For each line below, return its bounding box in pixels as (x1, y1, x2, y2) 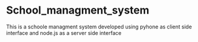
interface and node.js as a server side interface (6, 29, 122, 36)
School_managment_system (6, 4, 149, 17)
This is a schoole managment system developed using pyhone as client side (6, 23, 192, 30)
